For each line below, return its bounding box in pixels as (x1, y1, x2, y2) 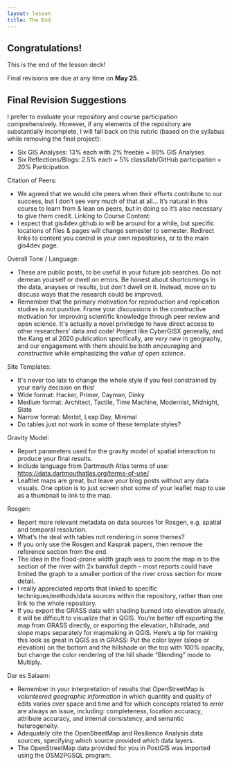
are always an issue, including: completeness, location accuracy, (17, 707, 203, 715)
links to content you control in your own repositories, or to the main (17, 234, 209, 243)
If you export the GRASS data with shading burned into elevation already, (17, 607, 226, 615)
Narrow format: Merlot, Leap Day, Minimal (17, 413, 137, 421)
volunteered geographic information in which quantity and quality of (17, 693, 213, 701)
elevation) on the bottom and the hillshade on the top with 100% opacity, (17, 643, 225, 652)
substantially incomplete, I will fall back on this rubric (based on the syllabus (7, 128, 225, 136)
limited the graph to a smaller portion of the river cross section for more (17, 570, 222, 578)
